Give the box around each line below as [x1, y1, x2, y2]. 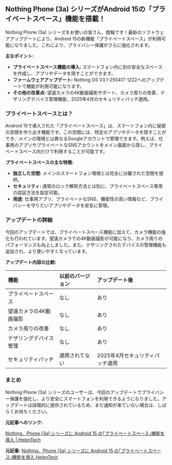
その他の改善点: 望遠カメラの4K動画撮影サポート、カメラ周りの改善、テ [12, 89, 165, 96]
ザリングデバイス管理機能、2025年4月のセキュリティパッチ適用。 [12, 96, 152, 102]
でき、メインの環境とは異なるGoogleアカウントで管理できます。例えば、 [5, 136, 159, 142]
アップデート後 [97, 276, 133, 284]
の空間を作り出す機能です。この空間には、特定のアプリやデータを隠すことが [5, 129, 166, 135]
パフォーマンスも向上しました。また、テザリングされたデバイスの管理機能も [5, 242, 167, 248]
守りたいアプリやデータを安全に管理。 [30, 202, 112, 209]
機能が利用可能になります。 [26, 83, 84, 89]
